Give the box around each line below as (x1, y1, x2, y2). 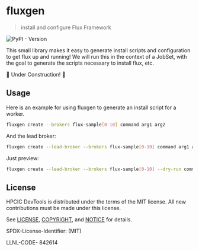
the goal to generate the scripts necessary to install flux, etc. (6, 59, 155, 66)
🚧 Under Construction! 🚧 (6, 71, 66, 78)
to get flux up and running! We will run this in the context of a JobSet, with (6, 53, 187, 60)
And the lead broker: (6, 132, 56, 139)
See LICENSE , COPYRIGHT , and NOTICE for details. (6, 216, 132, 223)
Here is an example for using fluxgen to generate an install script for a (6, 104, 176, 111)
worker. (6, 110, 25, 117)
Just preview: (6, 154, 40, 161)
